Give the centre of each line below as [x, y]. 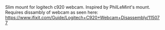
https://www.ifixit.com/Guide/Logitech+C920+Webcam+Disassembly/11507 [82, 17]
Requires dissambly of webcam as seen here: [52, 12]
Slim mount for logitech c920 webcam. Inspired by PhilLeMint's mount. [78, 7]
